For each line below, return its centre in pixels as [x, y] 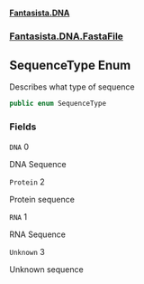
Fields [23, 127]
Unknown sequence [46, 269]
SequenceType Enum [70, 65]
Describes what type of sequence [72, 87]
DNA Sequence [38, 164]
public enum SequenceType [58, 104]
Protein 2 [27, 182]
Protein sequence [42, 199]
